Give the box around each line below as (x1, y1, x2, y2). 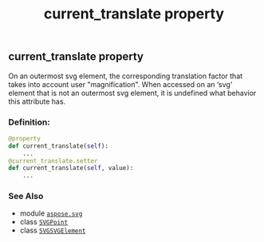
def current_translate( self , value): (8, 165, 134, 173)
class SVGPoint (19, 217, 69, 227)
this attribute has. (8, 97, 66, 106)
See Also (8, 191, 44, 202)
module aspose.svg (19, 208, 83, 218)
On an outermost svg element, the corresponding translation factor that (8, 71, 243, 81)
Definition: (8, 117, 50, 128)
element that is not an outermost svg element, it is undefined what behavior (8, 88, 257, 97)
